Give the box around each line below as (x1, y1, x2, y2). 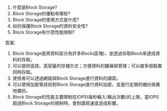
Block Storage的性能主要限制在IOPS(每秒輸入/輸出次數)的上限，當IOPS (12, 94, 159, 100)
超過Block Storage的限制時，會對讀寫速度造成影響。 (12, 100, 121, 106)
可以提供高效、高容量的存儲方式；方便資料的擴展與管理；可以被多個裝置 (12, 63, 162, 69)
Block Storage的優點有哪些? (12, 10, 71, 16)
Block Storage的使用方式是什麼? (12, 17, 79, 22)
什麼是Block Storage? (12, 4, 58, 10)
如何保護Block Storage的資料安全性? (12, 23, 88, 29)
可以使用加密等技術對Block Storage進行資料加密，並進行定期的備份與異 (12, 82, 160, 87)
